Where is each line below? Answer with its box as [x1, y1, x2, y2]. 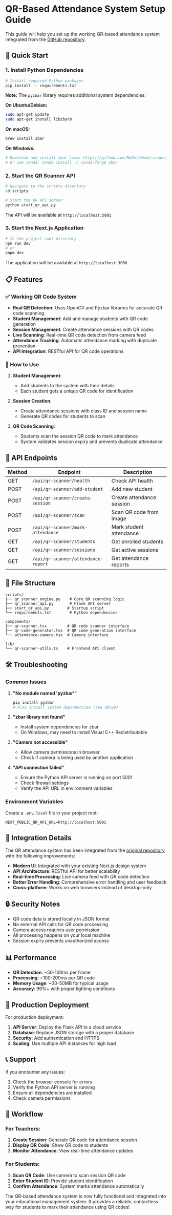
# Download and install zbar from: [5, 155, 81, 160]
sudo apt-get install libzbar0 [5, 117, 72, 122]
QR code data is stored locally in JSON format [12, 916, 110, 922]
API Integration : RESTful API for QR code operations [12, 348, 124, 354]
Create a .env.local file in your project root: [5, 810, 98, 816]
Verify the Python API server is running [12, 1084, 95, 1090]
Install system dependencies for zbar [20, 724, 99, 730]
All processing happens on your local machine [12, 932, 111, 938]
